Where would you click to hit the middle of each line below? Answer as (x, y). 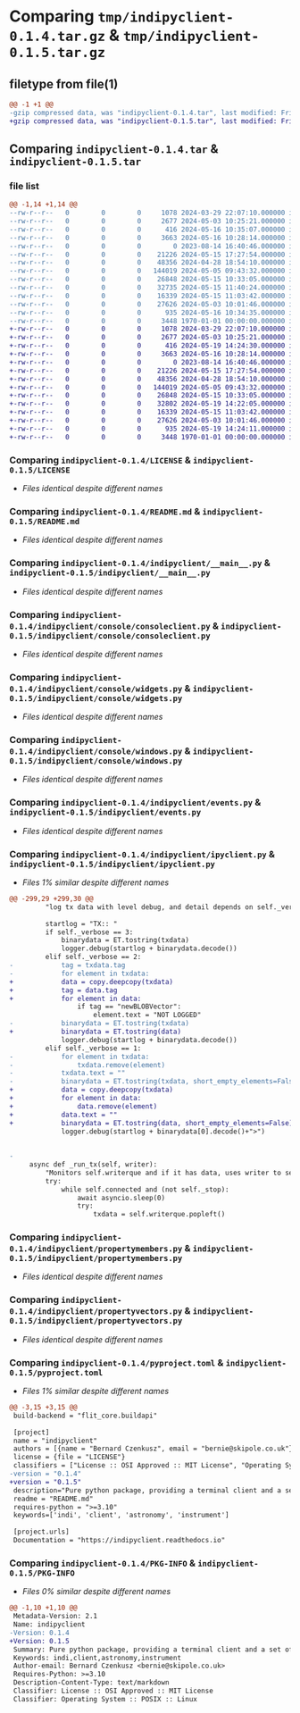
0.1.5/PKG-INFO (42, 1573)
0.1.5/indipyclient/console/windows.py (96, 761)
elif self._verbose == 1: (93, 1048)
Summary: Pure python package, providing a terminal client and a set (147, 1650)
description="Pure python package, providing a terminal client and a (147, 1490)
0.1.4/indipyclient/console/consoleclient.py (110, 626)
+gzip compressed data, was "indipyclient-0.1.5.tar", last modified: (143, 121)
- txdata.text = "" (67, 1074)
